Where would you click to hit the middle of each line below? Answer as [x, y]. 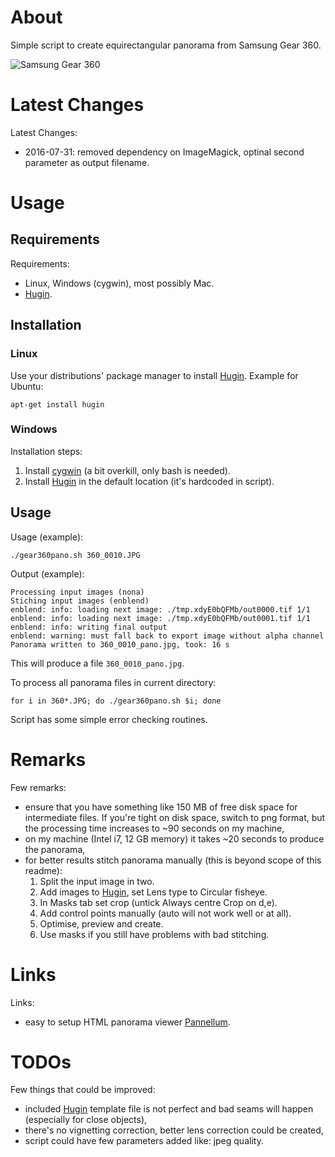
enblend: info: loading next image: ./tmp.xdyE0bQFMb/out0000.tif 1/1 [160, 609]
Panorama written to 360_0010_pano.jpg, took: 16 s [120, 644]
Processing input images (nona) [77, 592]
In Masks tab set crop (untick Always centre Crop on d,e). [158, 902]
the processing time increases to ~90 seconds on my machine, [154, 828]
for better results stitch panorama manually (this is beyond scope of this [173, 860]
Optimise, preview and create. [101, 923]
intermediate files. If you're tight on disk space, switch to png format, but [175, 817]
